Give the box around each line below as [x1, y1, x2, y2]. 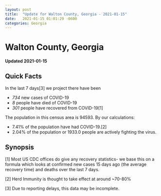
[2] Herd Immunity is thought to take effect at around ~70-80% [5, 176, 131, 182]
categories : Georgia [5, 20, 47, 26]
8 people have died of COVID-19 [12, 99, 77, 105]
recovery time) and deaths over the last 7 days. [5, 166, 100, 172]
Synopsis [5, 143, 34, 152]
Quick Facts [5, 72, 42, 80]
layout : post [5, 7, 32, 12]
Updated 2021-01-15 [5, 58, 47, 64]
